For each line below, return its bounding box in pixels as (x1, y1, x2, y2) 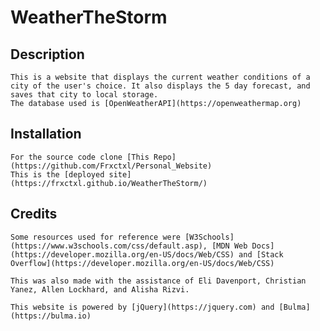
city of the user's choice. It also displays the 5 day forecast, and (10, 81, 311, 91)
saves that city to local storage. (10, 90, 159, 100)
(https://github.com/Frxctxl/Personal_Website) (10, 161, 213, 171)
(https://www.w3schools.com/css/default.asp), (10, 241, 208, 251)
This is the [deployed (10, 169, 105, 180)
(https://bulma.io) (10, 311, 92, 321)
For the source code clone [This (10, 152, 150, 162)
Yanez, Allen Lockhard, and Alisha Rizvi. (10, 284, 190, 295)
